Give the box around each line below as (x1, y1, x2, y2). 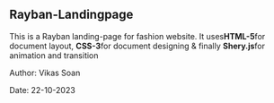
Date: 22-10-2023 (9, 84, 76, 95)
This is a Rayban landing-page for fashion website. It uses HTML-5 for (9, 30, 266, 41)
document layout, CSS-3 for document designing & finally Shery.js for (9, 40, 266, 51)
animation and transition (9, 49, 99, 61)
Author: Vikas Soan (9, 67, 81, 78)
